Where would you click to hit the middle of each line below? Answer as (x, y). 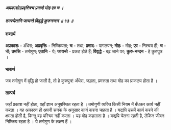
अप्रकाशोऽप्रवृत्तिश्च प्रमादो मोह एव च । (34, 8)
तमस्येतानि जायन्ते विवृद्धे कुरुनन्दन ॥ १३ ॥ (39, 20)
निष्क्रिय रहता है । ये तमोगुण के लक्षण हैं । (39, 122)
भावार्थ (10, 69)
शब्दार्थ (10, 34)
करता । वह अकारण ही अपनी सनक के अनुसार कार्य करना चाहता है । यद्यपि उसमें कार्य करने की (82, 110)
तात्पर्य (10, 93)
